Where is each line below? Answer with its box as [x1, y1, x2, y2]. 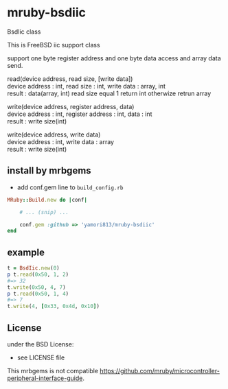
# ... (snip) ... [19, 209, 69, 215]
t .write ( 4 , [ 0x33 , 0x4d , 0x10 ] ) [7, 303, 100, 310]
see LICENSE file [16, 353, 65, 362]
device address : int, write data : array [7, 137, 115, 145]
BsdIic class [7, 27, 41, 36]
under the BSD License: [7, 340, 74, 348]
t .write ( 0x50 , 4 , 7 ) [7, 283, 67, 291]
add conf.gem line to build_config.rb [16, 183, 124, 191]
